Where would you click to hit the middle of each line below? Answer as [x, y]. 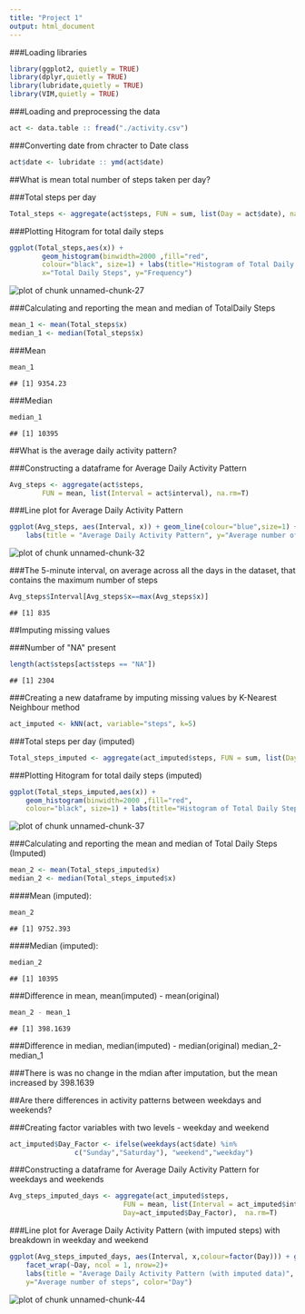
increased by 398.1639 [52, 1082]
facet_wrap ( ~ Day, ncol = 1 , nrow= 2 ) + [97, 1265]
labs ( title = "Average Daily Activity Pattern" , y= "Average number [156, 536]
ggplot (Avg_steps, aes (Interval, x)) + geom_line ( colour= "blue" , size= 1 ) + [154, 527]
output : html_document [52, 26]
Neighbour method [44, 707]
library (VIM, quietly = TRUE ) [64, 95]
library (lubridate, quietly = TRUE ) [77, 86]
